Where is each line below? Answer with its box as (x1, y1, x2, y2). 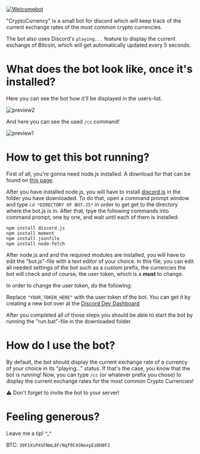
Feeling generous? (6, 410, 100, 424)
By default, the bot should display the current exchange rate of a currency (6, 358, 188, 366)
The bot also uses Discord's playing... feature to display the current (6, 35, 176, 42)
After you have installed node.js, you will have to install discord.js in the (6, 188, 181, 195)
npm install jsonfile (6, 235, 60, 241)
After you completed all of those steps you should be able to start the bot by (6, 311, 193, 318)
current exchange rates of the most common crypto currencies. (6, 24, 162, 30)
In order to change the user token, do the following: (6, 281, 132, 289)
